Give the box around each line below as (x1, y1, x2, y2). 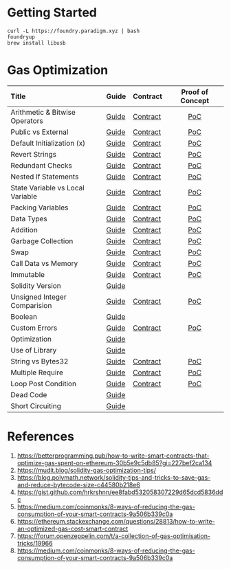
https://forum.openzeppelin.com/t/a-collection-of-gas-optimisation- (16, 531, 211, 540)
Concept (180, 96, 210, 105)
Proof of (181, 87, 208, 97)
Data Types (10, 214, 48, 223)
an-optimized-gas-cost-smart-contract (16, 524, 129, 533)
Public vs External (10, 127, 69, 137)
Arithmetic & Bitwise (10, 107, 76, 117)
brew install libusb (7, 39, 67, 46)
